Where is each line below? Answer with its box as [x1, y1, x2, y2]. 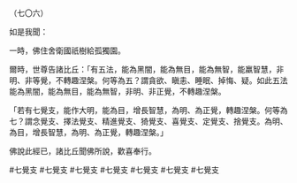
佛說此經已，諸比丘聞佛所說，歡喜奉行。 [9, 146, 156, 156]
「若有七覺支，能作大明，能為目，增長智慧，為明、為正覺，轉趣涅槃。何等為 [9, 105, 288, 115]
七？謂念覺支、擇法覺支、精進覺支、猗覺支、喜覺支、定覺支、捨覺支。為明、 [9, 116, 288, 126]
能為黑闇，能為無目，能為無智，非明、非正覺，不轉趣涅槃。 [9, 87, 226, 96]
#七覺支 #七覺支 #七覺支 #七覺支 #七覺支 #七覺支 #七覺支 [9, 164, 219, 175]
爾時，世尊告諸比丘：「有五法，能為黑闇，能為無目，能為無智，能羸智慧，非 [9, 65, 285, 74]
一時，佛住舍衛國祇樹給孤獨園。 [9, 45, 126, 56]
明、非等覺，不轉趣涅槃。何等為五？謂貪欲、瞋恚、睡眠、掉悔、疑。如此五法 [9, 75, 288, 86]
